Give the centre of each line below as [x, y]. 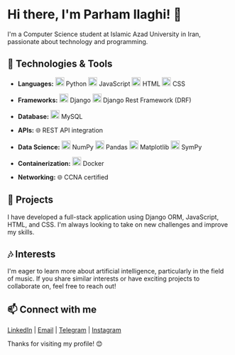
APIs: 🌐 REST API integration [60, 130]
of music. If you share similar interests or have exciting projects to [104, 278]
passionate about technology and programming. [78, 41]
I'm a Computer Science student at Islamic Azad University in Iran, [104, 34]
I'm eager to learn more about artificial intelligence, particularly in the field [116, 271]
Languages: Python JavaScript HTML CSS [102, 84]
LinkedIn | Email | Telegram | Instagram [65, 330]
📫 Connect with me [52, 309]
